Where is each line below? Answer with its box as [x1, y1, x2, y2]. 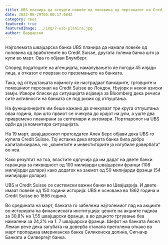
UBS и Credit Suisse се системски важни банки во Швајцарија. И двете [5, 182, 157, 188]
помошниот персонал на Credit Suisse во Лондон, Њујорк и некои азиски [5, 85, 162, 90]
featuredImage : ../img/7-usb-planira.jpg [5, 26, 93, 31]
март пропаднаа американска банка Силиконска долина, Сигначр [5, 229, 147, 235]
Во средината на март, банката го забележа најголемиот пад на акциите [5, 202, 161, 208]
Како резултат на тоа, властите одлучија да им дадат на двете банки [5, 156, 152, 162]
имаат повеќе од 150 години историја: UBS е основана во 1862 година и [5, 187, 159, 193]
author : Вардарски [5, 30, 43, 35]
